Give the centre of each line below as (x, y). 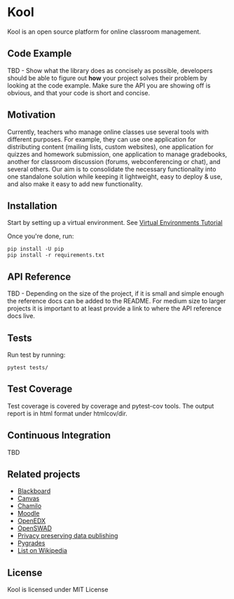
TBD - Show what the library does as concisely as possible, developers (110, 70)
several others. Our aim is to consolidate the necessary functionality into (112, 169)
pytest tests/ (28, 368)
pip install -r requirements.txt (56, 255)
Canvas (28, 499)
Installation (32, 206)
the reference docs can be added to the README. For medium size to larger (117, 301)
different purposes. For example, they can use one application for (102, 139)
